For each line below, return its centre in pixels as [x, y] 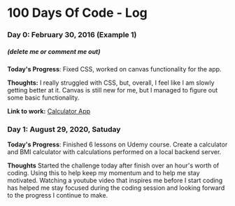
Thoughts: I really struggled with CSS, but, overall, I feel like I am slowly [111, 83]
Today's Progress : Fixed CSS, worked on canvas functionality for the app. [114, 69]
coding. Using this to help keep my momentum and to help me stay [104, 173]
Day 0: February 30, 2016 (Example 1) [72, 35]
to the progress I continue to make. [58, 195]
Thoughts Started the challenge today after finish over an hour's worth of [113, 165]
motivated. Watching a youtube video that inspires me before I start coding [115, 181]
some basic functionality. [43, 98]
